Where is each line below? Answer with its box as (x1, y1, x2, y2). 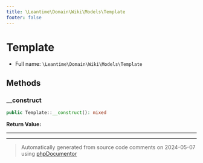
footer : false (6, 14, 42, 21)
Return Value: (6, 121, 42, 127)
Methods (6, 78, 41, 88)
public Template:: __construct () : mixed (6, 110, 107, 116)
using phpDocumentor (21, 150, 77, 157)
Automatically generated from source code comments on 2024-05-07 (21, 144, 196, 151)
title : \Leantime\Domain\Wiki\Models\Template (6, 8, 126, 15)
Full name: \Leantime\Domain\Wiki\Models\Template (14, 60, 143, 68)
